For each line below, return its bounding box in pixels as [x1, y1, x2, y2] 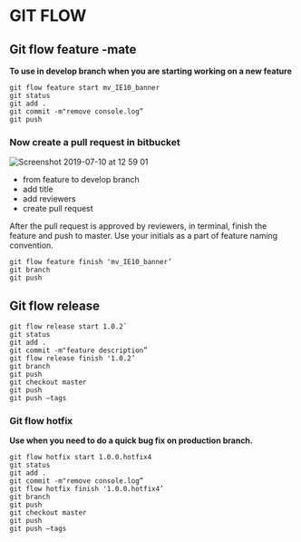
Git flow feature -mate [9, 42, 137, 57]
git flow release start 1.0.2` [9, 322, 128, 331]
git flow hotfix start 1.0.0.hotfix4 [9, 453, 152, 462]
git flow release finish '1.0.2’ [9, 354, 136, 363]
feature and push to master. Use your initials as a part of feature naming [9, 231, 278, 241]
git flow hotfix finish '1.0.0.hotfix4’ [9, 485, 165, 494]
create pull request [22, 203, 93, 214]
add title [22, 183, 53, 195]
